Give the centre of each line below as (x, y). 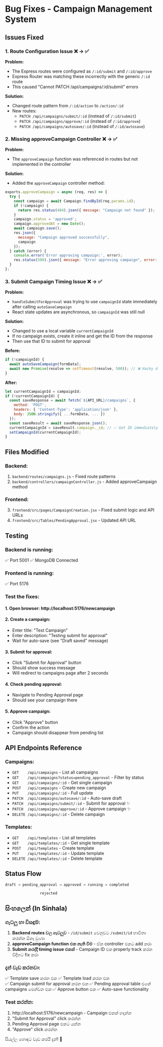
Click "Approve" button (35, 722)
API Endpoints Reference (44, 748)
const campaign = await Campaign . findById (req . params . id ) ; (75, 201)
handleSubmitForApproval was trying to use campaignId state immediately (85, 302)
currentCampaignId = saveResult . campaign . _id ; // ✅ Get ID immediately (84, 427)
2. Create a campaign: (28, 620)
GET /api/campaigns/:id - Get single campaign (62, 783)
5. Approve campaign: (28, 711)
